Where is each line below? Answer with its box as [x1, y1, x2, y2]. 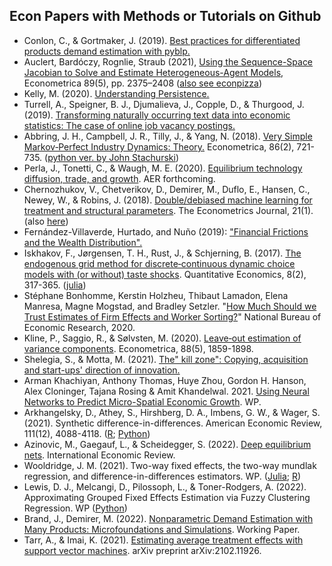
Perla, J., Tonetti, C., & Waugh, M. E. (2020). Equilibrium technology [23, 162, 303, 174]
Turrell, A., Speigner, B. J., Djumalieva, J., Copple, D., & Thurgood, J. [23, 98, 305, 110]
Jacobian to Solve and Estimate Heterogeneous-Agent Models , [23, 66, 284, 78]
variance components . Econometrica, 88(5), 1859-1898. [23, 342, 254, 354]
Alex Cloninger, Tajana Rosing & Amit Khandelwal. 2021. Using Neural [23, 385, 310, 397]
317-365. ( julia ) [23, 279, 87, 291]
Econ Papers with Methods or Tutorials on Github [9, 8, 322, 25]
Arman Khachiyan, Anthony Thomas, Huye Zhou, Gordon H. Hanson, [23, 374, 307, 386]
